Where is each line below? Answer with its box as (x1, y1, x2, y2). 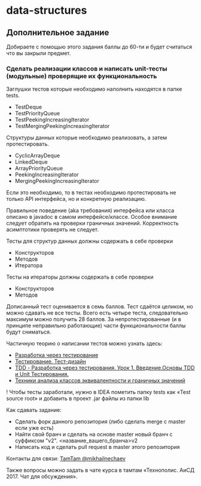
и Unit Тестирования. (14, 371, 69, 378)
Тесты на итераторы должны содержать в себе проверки (6, 273, 154, 281)
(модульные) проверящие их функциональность (6, 72, 157, 80)
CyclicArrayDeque (14, 152, 60, 159)
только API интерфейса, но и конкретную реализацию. (6, 195, 147, 203)
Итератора (14, 262, 43, 269)
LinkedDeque (14, 158, 48, 166)
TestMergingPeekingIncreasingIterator (14, 123, 110, 130)
